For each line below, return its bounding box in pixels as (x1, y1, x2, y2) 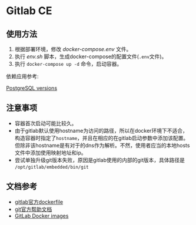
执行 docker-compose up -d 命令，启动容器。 (14, 61, 122, 67)
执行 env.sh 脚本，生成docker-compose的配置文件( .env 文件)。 (14, 53, 167, 60)
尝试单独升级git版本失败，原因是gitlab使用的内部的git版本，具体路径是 (14, 156, 185, 163)
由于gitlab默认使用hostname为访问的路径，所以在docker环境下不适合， (14, 127, 188, 134)
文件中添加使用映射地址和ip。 (14, 149, 87, 156)
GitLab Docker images (14, 212, 69, 219)
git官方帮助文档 (14, 206, 52, 213)
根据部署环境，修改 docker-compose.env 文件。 (14, 46, 132, 52)
